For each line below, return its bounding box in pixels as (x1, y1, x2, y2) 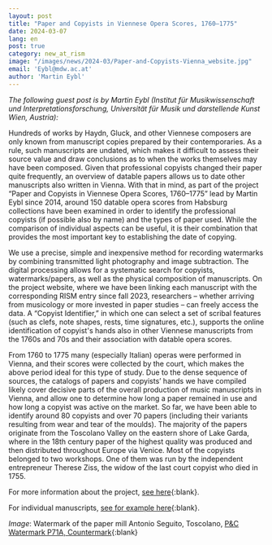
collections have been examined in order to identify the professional (8, 205, 236, 216)
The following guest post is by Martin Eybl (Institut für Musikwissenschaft (8, 94, 255, 104)
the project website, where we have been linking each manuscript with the (8, 282, 257, 292)
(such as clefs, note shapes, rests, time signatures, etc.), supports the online (8, 317, 265, 327)
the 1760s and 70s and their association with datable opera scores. (8, 334, 233, 344)
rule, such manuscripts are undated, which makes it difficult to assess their (8, 145, 260, 155)
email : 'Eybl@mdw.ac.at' (8, 65, 93, 73)
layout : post (8, 11, 53, 20)
